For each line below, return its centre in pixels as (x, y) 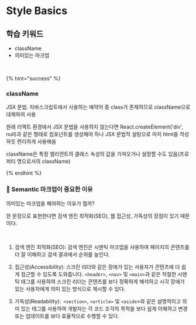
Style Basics (37, 11)
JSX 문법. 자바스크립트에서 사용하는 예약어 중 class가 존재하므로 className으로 (98, 107)
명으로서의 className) (44, 161)
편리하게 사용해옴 (37, 141)
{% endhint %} (24, 173)
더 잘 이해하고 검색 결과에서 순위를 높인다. (62, 254)
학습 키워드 (25, 34)
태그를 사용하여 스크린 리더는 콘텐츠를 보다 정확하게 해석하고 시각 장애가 (103, 281)
